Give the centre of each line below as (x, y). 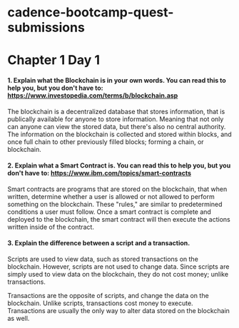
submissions (46, 27)
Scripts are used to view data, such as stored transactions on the (103, 259)
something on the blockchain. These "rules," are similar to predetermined (115, 204)
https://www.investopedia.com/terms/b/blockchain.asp (93, 95)
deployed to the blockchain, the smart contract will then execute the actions (119, 219)
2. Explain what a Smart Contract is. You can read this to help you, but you (119, 165)
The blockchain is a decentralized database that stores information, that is (116, 111)
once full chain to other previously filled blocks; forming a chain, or (106, 142)
